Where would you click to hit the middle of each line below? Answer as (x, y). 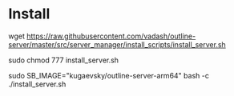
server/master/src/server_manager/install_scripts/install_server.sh (117, 44)
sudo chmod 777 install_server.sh (63, 60)
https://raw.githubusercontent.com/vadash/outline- (111, 36)
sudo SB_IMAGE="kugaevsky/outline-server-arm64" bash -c (109, 75)
